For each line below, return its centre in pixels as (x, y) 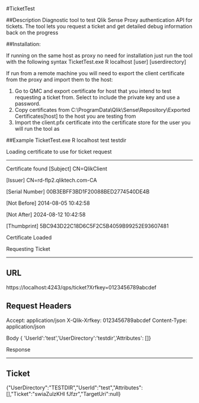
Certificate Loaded (29, 237)
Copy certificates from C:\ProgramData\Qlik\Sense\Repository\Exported (102, 110)
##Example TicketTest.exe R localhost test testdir (66, 140)
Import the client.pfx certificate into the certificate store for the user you (102, 122)
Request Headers (39, 306)
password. (28, 104)
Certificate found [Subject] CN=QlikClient (57, 169)
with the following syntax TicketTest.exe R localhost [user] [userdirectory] (96, 62)
